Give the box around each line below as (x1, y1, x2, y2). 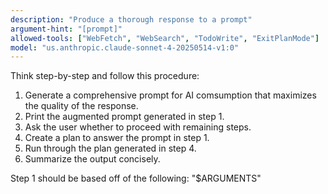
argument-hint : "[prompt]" (10, 24, 123, 34)
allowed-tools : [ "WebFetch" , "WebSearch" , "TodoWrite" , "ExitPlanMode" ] (10, 33, 320, 43)
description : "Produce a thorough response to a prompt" (10, 14, 253, 25)
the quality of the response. (24, 100, 139, 112)
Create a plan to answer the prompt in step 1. (24, 132, 210, 144)
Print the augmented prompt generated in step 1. (24, 111, 225, 123)
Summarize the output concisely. (24, 153, 161, 165)
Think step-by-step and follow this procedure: (10, 70, 200, 82)
